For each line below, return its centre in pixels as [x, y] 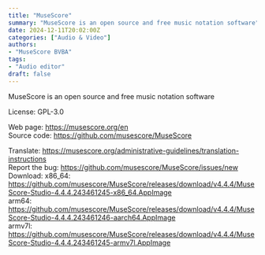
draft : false [30, 74]
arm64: [20, 201]
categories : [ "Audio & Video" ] [60, 37]
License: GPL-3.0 [36, 112]
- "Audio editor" [37, 67]
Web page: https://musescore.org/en [68, 127]
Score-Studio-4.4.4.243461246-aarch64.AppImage [92, 217]
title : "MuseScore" [40, 15]
